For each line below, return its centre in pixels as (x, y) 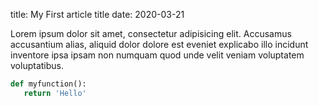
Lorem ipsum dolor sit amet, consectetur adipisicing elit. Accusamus (151, 33)
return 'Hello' (55, 93)
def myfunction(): (48, 84)
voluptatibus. (37, 65)
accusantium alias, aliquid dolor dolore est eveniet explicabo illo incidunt (159, 44)
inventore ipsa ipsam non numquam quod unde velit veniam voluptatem (157, 55)
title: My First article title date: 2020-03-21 (97, 14)
